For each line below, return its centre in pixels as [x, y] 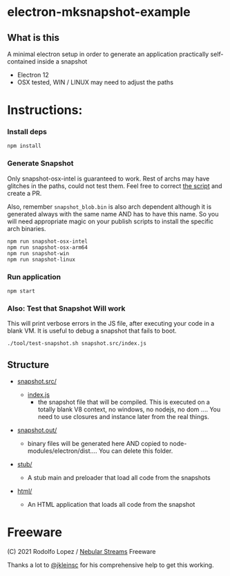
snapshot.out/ [37, 430]
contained [21, 62]
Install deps [27, 132]
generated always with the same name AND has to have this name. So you [113, 214]
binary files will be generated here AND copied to [97, 444]
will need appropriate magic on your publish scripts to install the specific [111, 221]
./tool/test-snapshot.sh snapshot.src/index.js [77, 344]
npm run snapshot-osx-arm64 [48, 247]
